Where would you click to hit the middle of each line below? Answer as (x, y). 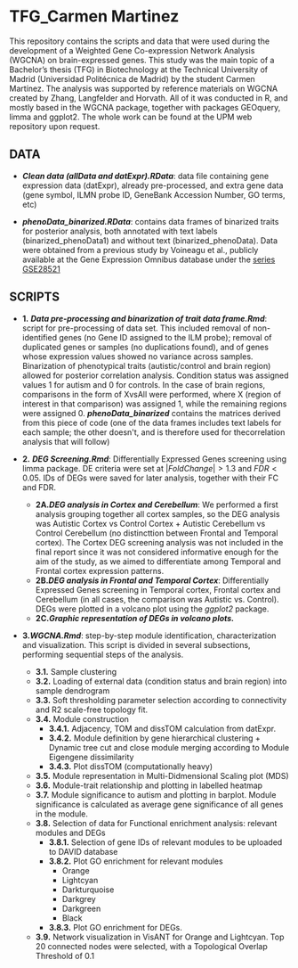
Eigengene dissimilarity (91, 757)
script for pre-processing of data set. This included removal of (137, 328)
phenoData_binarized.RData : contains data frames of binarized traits (150, 221)
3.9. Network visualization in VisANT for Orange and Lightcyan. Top (160, 937)
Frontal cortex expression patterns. (100, 570)
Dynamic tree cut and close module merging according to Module (169, 747)
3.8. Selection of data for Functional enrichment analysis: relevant (156, 823)
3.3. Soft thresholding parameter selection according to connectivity (161, 700)
